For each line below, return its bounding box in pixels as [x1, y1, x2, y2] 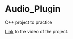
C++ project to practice [5, 19, 52, 25]
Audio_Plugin [5, 3, 61, 14]
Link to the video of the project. [5, 28, 69, 34]
